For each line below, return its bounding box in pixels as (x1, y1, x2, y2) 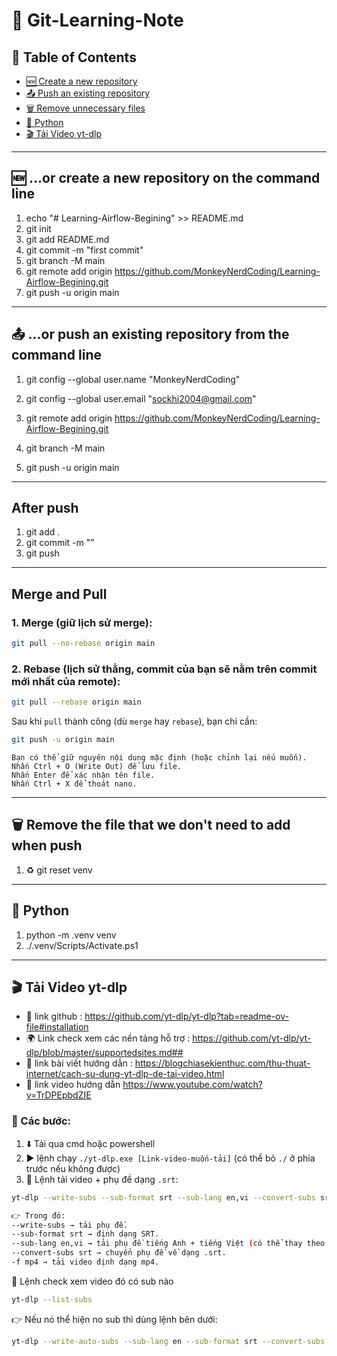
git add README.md (25, 233, 110, 245)
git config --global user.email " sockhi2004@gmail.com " (25, 392, 257, 404)
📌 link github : (25, 1010, 83, 1023)
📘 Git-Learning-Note (11, 9, 184, 32)
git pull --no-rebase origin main (11, 639, 156, 649)
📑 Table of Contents (11, 49, 137, 66)
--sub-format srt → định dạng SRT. (11, 1229, 160, 1239)
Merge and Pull (11, 585, 108, 603)
